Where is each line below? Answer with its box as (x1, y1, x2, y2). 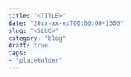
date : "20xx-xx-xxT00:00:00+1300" (8, 19, 125, 27)
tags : (8, 49, 27, 57)
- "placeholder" (8, 57, 63, 65)
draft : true (8, 42, 48, 50)
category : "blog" (8, 34, 67, 43)
